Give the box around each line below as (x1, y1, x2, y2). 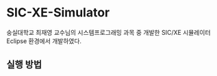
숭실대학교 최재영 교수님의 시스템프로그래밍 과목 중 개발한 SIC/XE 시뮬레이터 (6, 28, 211, 36)
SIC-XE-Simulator (6, 5, 110, 21)
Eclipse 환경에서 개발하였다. (6, 36, 82, 45)
